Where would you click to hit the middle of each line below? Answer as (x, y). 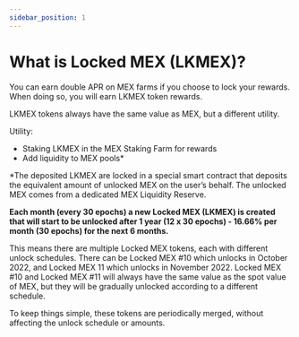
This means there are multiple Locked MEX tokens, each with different (139, 248)
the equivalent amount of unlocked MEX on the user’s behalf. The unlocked (148, 185)
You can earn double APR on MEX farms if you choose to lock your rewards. (150, 87)
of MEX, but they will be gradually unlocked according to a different (133, 286)
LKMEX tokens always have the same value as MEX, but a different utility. (145, 114)
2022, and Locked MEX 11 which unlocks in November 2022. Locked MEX (145, 267)
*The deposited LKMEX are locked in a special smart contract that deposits (149, 175)
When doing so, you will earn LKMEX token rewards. (106, 96)
